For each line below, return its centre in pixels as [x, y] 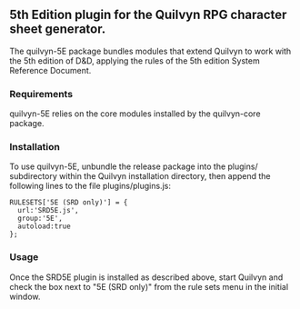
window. [25, 296]
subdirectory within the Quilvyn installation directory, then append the [140, 176]
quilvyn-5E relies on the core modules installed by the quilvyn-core [135, 114]
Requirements [41, 94]
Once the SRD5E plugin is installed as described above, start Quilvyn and [146, 277]
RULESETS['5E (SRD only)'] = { [69, 203]
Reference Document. [50, 70]
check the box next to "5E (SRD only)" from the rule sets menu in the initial [149, 286]
